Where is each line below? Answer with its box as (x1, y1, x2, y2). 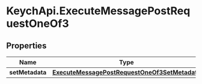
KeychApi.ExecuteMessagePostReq (6, 4, 191, 18)
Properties (6, 41, 47, 51)
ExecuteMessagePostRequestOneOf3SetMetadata (52, 69, 201, 76)
